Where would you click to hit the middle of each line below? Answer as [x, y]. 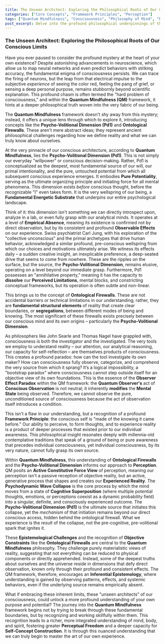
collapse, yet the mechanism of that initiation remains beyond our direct [78, 512]
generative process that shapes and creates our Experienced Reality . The [80, 481]
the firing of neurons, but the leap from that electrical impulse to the [74, 78]
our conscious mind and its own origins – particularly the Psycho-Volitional [82, 321]
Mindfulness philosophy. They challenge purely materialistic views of [76, 548]
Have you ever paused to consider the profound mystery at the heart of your [82, 58]
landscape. [16, 202]
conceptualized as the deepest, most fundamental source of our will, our [79, 166]
